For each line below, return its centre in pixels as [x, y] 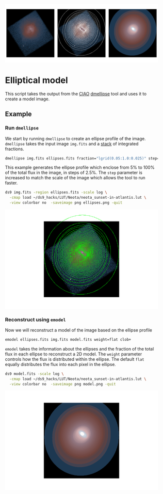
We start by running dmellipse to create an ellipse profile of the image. [75, 138]
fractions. [15, 149]
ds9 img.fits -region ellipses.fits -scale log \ [56, 192]
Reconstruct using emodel [36, 319]
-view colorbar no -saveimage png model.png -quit [63, 384]
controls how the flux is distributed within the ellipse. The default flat [75, 359]
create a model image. [27, 99]
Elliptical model [37, 80]
